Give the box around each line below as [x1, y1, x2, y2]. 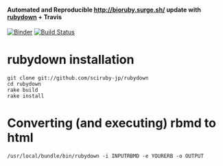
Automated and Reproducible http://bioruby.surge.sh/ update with [7, 5, 201, 14]
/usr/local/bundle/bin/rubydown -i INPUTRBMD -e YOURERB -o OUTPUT [7, 153, 204, 160]
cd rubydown [7, 81, 41, 88]
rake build [7, 86, 38, 94]
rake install [7, 93, 45, 99]
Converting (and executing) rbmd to [7, 115, 216, 131]
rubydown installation [7, 52, 134, 68]
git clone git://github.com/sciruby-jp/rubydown [7, 75, 149, 82]
